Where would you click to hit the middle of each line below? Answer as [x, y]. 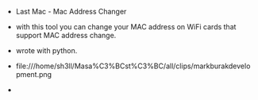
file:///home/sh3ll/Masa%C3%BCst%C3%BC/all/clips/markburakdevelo [133, 66]
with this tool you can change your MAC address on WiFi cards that [126, 27]
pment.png [34, 74]
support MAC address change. [66, 35]
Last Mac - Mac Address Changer [71, 12]
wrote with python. [46, 50]
